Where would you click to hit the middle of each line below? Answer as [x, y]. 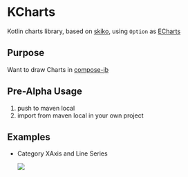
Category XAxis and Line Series [63, 153]
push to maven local [46, 108]
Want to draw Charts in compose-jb [58, 69]
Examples [29, 137]
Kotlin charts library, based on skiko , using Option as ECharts [94, 31]
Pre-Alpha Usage [45, 92]
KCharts [31, 12]
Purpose [26, 53]
